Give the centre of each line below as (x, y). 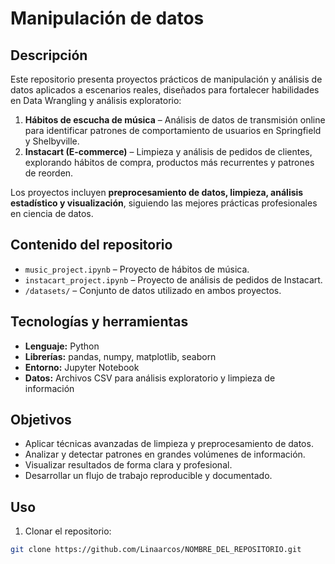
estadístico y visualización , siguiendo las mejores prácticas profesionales (164, 203)
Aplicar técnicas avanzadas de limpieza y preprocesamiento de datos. (169, 444)
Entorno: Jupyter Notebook (82, 367)
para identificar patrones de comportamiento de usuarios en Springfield (173, 130)
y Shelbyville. (52, 141)
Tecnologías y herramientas (99, 322)
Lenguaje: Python (62, 346)
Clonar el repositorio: (68, 531)
